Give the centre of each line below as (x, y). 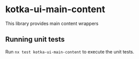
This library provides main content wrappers (52, 23)
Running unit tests (35, 39)
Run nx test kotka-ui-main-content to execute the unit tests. (70, 51)
